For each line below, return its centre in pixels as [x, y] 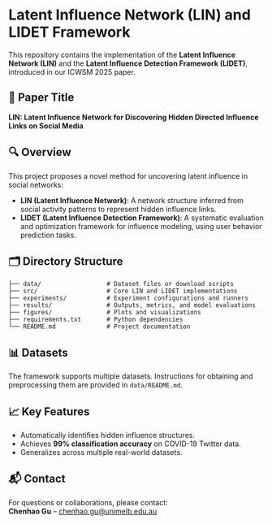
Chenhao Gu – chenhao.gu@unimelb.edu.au [83, 511]
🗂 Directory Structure [66, 261]
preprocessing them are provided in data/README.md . [96, 385]
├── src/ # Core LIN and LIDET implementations [123, 291]
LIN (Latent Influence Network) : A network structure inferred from [132, 200]
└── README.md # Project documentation [99, 327]
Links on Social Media [46, 126]
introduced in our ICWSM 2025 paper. [72, 71]
